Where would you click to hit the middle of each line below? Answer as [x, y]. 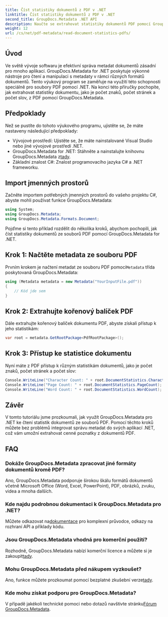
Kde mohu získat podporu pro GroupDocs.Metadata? [71, 593]
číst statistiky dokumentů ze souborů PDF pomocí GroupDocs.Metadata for [82, 234]
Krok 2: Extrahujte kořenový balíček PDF [69, 311]
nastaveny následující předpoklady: [42, 131]
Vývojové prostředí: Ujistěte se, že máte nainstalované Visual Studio [82, 141]
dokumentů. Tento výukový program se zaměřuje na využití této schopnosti [83, 81]
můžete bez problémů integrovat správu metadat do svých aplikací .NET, [80, 428]
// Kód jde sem [30, 291]
